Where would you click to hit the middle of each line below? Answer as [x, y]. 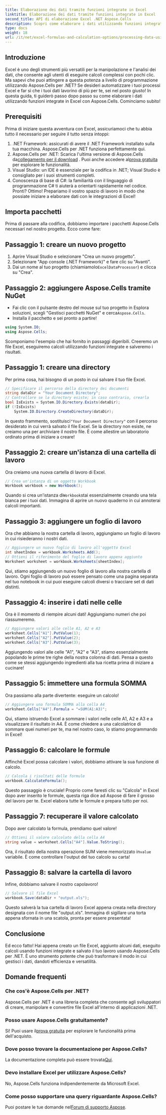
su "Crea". [23, 272]
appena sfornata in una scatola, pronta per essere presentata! [68, 918]
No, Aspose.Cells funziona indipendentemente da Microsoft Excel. [72, 1083]
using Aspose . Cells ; [26, 332]
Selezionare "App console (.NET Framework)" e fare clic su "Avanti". [82, 262]
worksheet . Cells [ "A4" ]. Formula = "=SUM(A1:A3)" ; [56, 709]
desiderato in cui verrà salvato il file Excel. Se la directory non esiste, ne [78, 426]
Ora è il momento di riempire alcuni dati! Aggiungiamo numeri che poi [76, 614]
